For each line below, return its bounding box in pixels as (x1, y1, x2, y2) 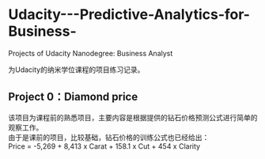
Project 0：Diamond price (8, 90, 138, 104)
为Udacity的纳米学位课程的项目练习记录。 (8, 65, 145, 74)
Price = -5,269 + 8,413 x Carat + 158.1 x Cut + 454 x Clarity (8, 141, 200, 151)
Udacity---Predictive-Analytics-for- (8, 6, 251, 24)
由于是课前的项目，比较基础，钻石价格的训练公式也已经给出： (8, 132, 210, 142)
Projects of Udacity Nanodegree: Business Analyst (8, 48, 173, 58)
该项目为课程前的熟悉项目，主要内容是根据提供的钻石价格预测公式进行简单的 (8, 112, 258, 122)
